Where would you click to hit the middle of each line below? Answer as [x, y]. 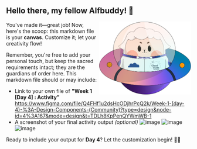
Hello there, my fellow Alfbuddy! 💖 [70, 11]
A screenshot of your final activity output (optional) [77, 122]
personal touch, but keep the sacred [50, 61]
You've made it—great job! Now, [45, 25]
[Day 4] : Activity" [37, 97]
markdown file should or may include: [52, 79]
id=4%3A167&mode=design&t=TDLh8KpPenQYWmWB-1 [83, 116]
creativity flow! [24, 43]
